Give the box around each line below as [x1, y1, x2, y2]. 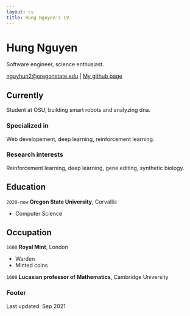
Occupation [6, 227, 52, 238]
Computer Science [15, 210, 63, 217]
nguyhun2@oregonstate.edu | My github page [6, 72, 123, 80]
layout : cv [6, 9, 34, 15]
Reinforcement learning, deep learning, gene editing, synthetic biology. [6, 164, 185, 171]
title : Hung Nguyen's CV [6, 15, 69, 21]
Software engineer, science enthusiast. [6, 61, 105, 68]
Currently [6, 90, 44, 100]
